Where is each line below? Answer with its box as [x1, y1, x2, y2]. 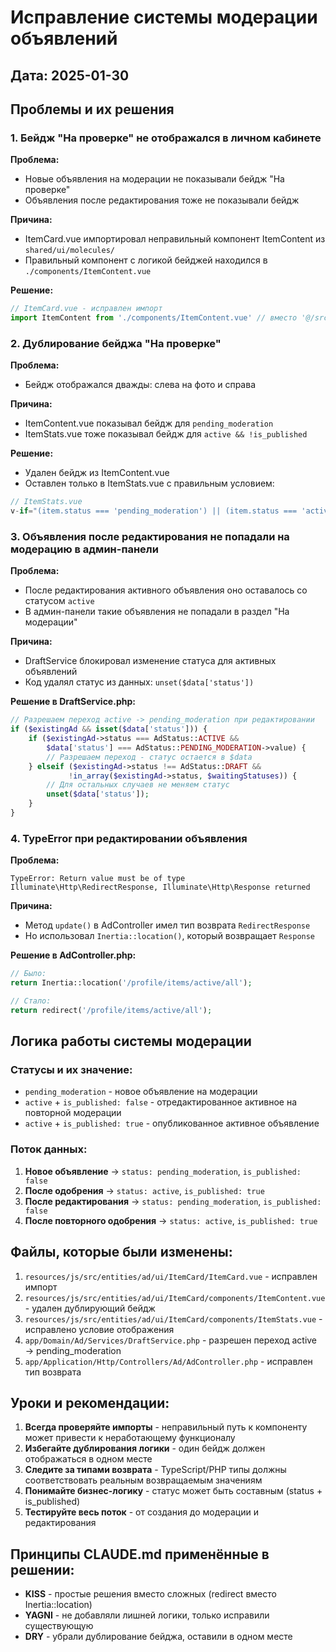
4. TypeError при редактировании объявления [10, 831, 248, 845]
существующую [24, 1620, 94, 1632]
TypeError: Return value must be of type [10, 874, 186, 884]
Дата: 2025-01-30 [10, 67, 130, 84]
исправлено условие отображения [24, 1323, 175, 1335]
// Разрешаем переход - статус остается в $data [46, 752, 253, 762]
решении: [10, 1561, 75, 1578]
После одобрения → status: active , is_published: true [24, 1184, 265, 1196]
